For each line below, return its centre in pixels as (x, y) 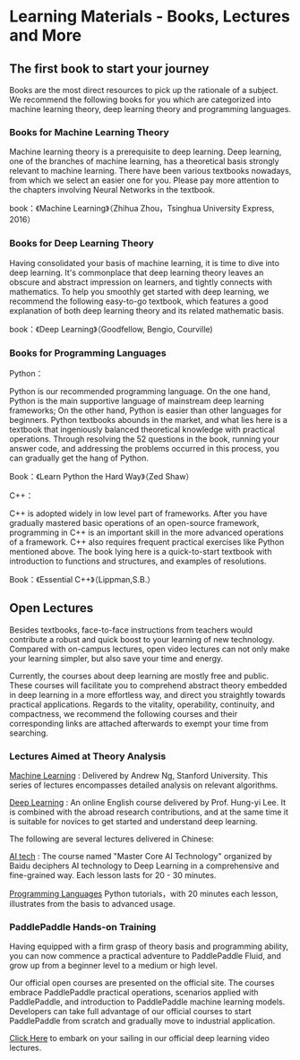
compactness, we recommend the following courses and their (124, 713)
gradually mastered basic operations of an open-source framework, (134, 522)
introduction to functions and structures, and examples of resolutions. (138, 561)
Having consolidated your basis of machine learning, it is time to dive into (145, 263)
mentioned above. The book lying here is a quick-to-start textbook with (141, 551)
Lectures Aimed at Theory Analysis (88, 756)
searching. (29, 733)
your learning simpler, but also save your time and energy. (116, 658)
